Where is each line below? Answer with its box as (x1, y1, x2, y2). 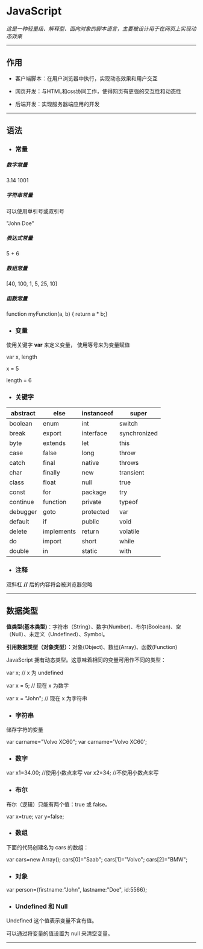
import (43, 537, 62, 545)
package (81, 488, 107, 496)
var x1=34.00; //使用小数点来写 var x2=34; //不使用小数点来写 (6, 769, 159, 776)
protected (81, 507, 110, 516)
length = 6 (6, 377, 32, 384)
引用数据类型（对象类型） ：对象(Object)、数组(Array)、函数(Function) (6, 643, 178, 650)
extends (43, 439, 66, 447)
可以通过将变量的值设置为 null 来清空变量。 (6, 930, 113, 937)
